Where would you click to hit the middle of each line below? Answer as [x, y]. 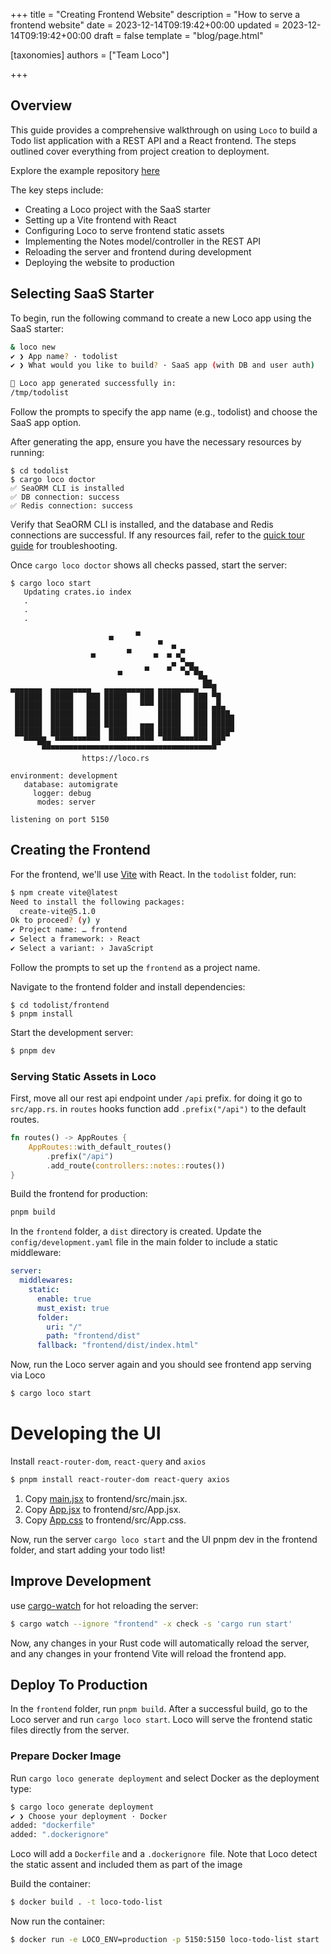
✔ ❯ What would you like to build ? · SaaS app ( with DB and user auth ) [162, 365]
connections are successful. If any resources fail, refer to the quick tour [157, 535]
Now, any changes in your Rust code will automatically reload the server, [160, 1643]
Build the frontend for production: [79, 1194]
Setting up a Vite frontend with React [100, 220]
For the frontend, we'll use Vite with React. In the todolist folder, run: [153, 874]
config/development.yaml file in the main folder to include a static [144, 1242]
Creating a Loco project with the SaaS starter [117, 209]
